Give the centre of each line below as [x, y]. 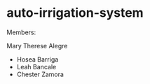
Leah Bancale [36, 66]
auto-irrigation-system [75, 13]
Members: [21, 32]
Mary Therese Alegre [37, 45]
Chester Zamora [40, 74]
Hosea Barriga [37, 59]
